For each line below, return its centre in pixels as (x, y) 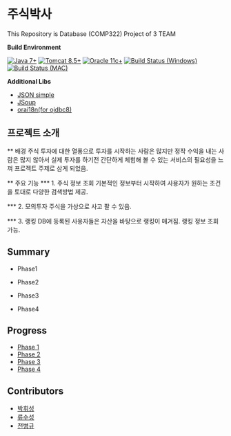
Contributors (36, 391)
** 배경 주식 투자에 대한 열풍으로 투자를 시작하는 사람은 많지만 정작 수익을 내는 (112, 151)
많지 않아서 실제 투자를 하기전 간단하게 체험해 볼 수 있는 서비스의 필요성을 (118, 159)
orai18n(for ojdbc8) (44, 109)
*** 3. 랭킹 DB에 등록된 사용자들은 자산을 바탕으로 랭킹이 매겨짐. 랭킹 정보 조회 (113, 221)
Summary (29, 252)
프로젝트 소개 (33, 133)
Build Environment (34, 47)
